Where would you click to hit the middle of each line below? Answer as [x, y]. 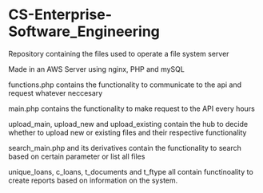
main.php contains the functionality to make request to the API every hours [132, 108]
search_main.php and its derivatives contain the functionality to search [125, 148]
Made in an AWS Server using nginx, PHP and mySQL [97, 69]
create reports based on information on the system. [93, 180]
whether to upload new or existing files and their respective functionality [128, 132]
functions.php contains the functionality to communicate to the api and [125, 85]
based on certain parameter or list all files [77, 156]
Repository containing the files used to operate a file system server [119, 53]
